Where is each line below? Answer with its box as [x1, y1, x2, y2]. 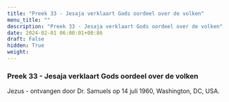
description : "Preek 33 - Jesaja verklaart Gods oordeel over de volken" [7, 23, 223, 30]
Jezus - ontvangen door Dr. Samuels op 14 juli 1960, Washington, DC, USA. [7, 87, 220, 95]
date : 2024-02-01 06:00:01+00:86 [7, 29, 103, 37]
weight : [7, 49, 30, 56]
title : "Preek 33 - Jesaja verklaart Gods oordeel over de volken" [7, 10, 205, 17]
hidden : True [7, 42, 45, 49]
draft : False [7, 36, 45, 43]
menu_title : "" [7, 17, 51, 23]
